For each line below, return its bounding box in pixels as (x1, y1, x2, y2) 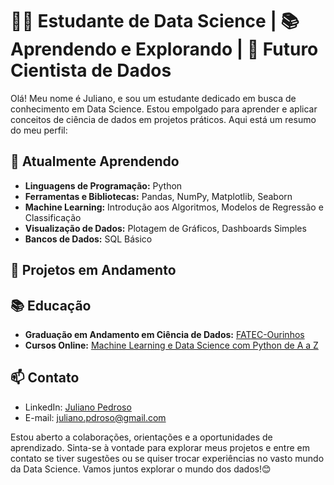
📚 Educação (10, 297, 92, 314)
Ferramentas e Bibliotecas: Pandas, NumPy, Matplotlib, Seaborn (24, 190, 293, 202)
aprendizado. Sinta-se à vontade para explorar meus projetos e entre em (10, 441, 310, 453)
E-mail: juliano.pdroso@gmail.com (24, 411, 167, 423)
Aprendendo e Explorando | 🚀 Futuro (10, 38, 319, 61)
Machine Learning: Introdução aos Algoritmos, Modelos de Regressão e (24, 201, 324, 213)
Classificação (24, 211, 82, 223)
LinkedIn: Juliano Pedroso (24, 401, 132, 413)
